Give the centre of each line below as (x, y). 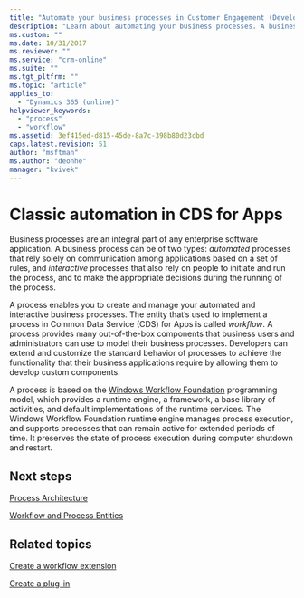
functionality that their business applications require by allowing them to (144, 362)
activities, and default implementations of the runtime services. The (135, 410)
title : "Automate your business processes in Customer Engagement (137, 18)
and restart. (31, 448)
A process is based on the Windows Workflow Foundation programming (143, 390)
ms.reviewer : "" (40, 52)
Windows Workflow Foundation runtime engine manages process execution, (152, 419)
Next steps (41, 476)
